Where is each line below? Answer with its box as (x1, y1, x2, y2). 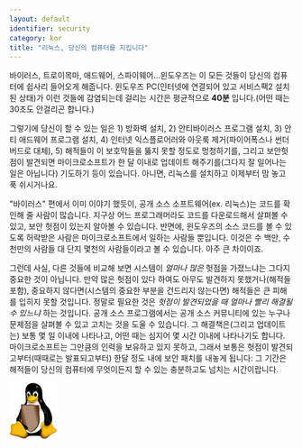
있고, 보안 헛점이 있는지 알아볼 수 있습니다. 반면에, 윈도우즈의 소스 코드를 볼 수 (9, 221, 283, 232)
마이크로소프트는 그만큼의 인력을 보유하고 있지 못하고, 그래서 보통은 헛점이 (9, 342, 270, 352)
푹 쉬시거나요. (9, 179, 59, 190)
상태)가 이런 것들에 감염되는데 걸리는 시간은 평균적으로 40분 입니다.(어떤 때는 (18, 93, 290, 104)
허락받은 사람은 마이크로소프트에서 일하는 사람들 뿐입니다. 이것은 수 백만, (25, 233, 281, 243)
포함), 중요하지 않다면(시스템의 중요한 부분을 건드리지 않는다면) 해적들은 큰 (9, 285, 271, 297)
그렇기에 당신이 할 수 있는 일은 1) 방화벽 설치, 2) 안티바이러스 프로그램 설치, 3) (9, 123, 282, 134)
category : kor (9, 33, 63, 42)
